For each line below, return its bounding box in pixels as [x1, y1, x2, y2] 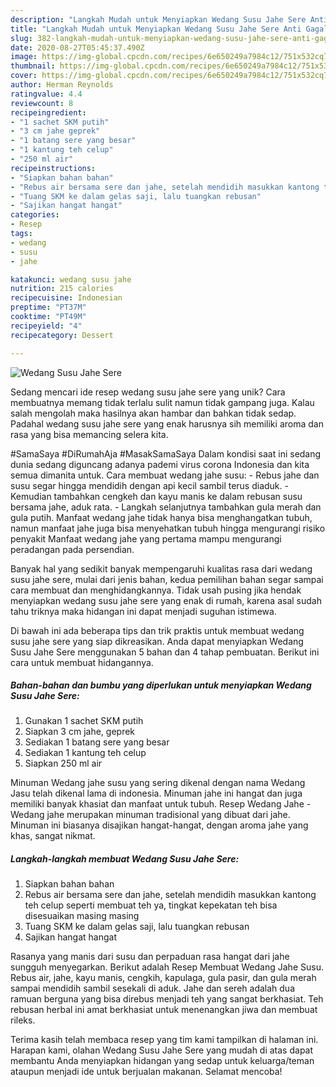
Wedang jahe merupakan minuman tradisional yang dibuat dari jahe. [10, 809, 291, 821]
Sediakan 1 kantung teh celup [24, 747, 147, 759]
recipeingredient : [10, 107, 87, 118]
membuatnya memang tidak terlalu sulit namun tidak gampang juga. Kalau [10, 396, 315, 408]
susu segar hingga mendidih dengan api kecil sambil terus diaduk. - [10, 479, 289, 491]
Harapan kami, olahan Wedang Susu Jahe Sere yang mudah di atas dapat [10, 1044, 314, 1056]
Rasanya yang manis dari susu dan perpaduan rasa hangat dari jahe [10, 951, 290, 963]
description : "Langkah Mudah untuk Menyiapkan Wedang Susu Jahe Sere [10, 14, 307, 25]
